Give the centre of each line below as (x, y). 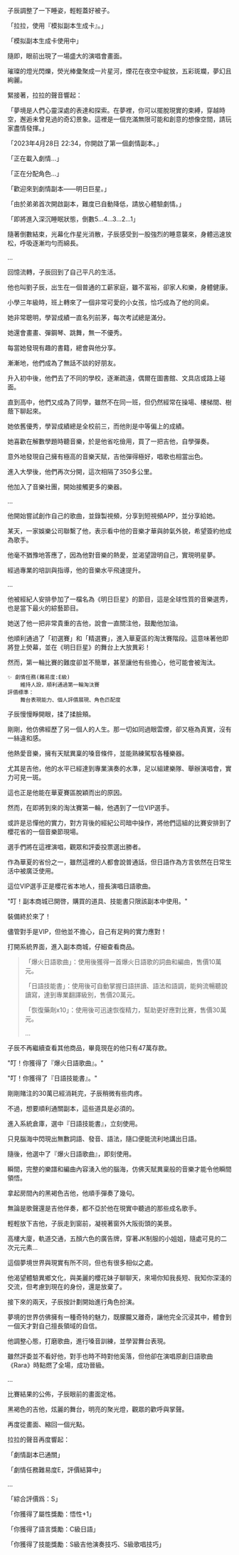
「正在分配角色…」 (35, 174)
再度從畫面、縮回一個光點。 (48, 1424)
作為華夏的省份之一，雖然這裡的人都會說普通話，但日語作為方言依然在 (110, 862)
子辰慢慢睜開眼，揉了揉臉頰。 (51, 714)
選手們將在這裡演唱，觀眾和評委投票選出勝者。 (76, 847)
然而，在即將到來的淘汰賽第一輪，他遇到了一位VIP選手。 (90, 807)
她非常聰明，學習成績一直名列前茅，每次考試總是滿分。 (88, 317)
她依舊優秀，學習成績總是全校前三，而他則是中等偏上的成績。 (98, 426)
